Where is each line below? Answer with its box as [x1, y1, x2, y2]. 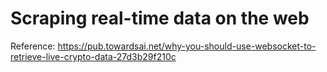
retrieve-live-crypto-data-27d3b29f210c [10, 50, 177, 62]
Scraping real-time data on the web [10, 7, 310, 30]
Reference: [10, 40, 56, 52]
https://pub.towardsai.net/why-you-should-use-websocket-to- [57, 40, 317, 52]
